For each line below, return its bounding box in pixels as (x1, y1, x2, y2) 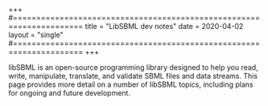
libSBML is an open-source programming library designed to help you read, (8, 63, 259, 72)
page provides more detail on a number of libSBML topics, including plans (8, 79, 254, 89)
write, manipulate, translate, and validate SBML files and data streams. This (8, 71, 258, 80)
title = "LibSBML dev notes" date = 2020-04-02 (85, 22, 244, 31)
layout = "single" (8, 30, 64, 39)
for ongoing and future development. (8, 88, 131, 97)
